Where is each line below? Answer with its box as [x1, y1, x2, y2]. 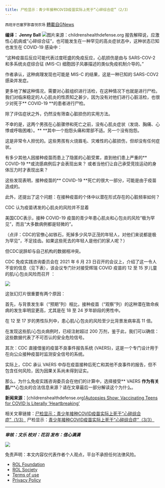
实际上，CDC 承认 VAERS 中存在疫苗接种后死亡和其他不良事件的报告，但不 [5, 361, 157, 367]
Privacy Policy [12, 477, 41, 483]
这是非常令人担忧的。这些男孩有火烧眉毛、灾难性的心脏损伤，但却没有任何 [5, 138, 156, 143]
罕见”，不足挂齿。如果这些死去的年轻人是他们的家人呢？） [9, 238, 128, 244]
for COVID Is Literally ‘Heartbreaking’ [5, 400, 80, 406]
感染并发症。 [5, 77, 31, 83]
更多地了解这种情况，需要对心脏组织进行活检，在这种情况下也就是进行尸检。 [5, 88, 160, 94]
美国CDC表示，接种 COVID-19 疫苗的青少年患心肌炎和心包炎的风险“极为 [5, 215, 151, 221]
